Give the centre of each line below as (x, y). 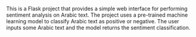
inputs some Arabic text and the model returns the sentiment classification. (98, 27)
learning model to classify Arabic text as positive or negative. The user (93, 21)
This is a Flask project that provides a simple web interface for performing (97, 9)
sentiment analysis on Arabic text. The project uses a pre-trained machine (97, 15)
